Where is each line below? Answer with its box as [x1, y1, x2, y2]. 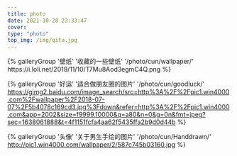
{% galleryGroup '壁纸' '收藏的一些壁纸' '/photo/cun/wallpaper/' [7, 57, 194, 66]
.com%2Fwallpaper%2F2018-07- [7, 95, 105, 104]
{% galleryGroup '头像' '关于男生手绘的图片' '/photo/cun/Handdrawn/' [7, 133, 211, 141]
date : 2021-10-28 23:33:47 [7, 17, 87, 24]
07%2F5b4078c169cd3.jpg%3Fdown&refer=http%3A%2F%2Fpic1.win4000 [7, 103, 230, 111]
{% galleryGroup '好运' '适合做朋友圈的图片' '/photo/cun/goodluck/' [7, 79, 205, 89]
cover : [7, 23, 27, 30]
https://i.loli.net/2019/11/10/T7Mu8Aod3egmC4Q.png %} [7, 65, 172, 74]
